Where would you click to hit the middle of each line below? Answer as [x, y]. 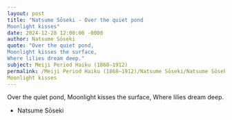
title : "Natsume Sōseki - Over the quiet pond [75, 20]
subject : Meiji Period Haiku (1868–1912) [68, 65]
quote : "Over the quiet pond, [51, 46]
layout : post [26, 13]
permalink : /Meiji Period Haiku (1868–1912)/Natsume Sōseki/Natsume [108, 71]
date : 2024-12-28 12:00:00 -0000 [55, 33]
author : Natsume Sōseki [41, 39]
